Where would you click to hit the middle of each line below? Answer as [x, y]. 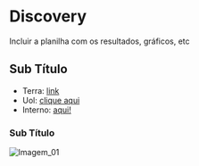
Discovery [48, 17]
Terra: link [41, 90]
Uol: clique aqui [51, 100]
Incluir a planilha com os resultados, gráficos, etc [99, 41]
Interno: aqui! [46, 110]
